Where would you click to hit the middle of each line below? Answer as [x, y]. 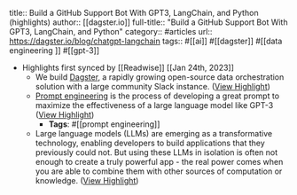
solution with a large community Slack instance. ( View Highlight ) [152, 86]
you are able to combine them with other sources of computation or [159, 171]
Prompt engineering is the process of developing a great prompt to [157, 96]
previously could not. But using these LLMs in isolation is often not [156, 152]
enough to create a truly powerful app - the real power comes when [159, 162]
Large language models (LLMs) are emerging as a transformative [154, 133]
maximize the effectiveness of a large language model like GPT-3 [154, 105]
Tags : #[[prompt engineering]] [104, 124]
